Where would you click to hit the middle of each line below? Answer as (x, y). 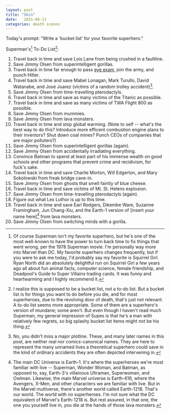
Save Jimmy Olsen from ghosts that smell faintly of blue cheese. (80, 183)
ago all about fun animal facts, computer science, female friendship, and (88, 268)
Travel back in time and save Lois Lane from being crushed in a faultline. (88, 59)
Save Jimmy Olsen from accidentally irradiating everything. (74, 151)
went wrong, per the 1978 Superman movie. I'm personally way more (84, 247)
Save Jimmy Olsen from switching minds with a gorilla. (70, 222)
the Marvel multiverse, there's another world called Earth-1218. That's (85, 389)
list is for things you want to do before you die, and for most (75, 294)
